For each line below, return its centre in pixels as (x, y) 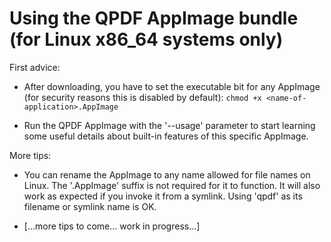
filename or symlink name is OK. (90, 206)
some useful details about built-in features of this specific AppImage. (166, 136)
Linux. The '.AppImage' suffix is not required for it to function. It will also (172, 185)
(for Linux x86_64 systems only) (146, 39)
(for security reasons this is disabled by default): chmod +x (142, 97)
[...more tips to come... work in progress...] (112, 226)
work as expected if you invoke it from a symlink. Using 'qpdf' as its (163, 196)
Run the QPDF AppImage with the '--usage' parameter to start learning (169, 125)
